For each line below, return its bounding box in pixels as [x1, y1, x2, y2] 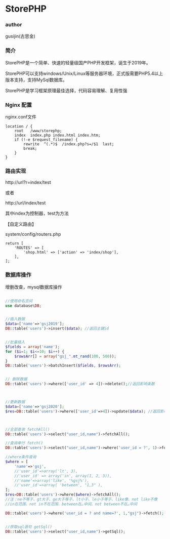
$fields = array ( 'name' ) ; [5, 344, 60, 349]
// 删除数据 [5, 377, 28, 382]
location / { [5, 124, 33, 129]
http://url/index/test [5, 200, 46, 206]
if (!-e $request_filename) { [14, 137, 78, 142]
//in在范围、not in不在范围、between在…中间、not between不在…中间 [5, 502, 138, 507]
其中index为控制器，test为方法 [5, 211, 69, 217]
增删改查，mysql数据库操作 [5, 284, 62, 290]
